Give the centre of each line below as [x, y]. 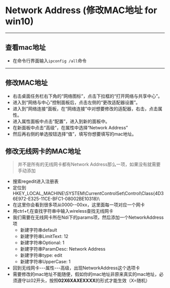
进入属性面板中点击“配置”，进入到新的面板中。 [61, 121]
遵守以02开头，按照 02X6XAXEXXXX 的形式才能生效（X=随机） [83, 280]
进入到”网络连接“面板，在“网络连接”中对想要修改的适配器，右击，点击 [85, 109]
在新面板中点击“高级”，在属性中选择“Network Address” [70, 127]
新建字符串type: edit [41, 255]
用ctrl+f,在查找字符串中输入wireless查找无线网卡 [63, 211]
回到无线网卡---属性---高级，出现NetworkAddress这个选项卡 [76, 268]
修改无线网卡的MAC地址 [43, 151]
